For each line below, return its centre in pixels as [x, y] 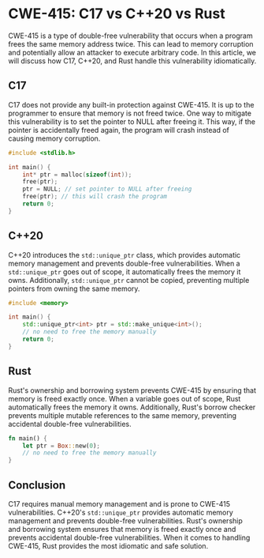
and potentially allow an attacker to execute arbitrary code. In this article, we [132, 52]
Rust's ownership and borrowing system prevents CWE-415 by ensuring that [132, 390]
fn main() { [28, 438]
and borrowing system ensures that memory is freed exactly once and [122, 529]
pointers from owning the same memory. [74, 288]
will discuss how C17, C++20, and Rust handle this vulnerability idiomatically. [132, 61]
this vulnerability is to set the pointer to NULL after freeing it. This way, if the [132, 121]
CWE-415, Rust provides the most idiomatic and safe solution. [108, 545]
